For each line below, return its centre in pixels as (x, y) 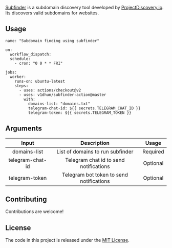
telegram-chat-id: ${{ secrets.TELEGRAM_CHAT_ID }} (84, 108)
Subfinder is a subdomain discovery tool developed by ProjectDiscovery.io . (84, 7)
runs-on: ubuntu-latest (40, 81)
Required (153, 151)
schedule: (20, 59)
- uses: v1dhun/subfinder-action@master (62, 94)
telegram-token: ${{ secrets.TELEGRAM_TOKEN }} (80, 112)
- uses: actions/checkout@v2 (50, 90)
